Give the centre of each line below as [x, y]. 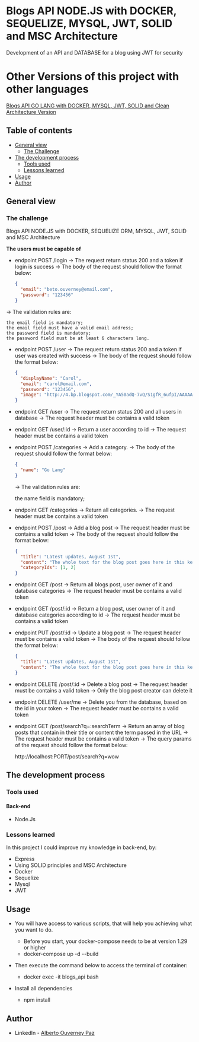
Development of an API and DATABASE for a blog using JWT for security [94, 52]
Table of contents [39, 131]
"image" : [31, 395]
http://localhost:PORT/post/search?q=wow [67, 756]
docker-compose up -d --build [61, 954]
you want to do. [34, 930]
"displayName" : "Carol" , [51, 378]
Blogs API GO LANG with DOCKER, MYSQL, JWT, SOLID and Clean [88, 106]
